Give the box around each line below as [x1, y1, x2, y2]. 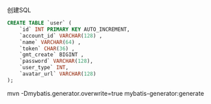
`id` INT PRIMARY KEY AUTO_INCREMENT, [19, 26, 130, 33]
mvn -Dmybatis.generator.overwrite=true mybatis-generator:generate [7, 89, 204, 97]
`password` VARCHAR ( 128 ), [19, 57, 94, 65]
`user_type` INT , [19, 64, 69, 71]
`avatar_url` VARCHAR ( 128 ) [19, 70, 97, 77]
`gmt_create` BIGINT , [19, 51, 84, 58]
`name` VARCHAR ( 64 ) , [19, 38, 81, 46]
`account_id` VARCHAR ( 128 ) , [19, 32, 103, 39]
